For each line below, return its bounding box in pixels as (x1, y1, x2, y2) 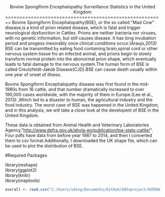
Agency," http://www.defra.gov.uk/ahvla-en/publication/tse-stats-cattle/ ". (5, 127, 153, 133)
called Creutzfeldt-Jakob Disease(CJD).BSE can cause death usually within (5, 66, 158, 72)
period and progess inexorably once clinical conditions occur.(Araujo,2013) (5, 40, 157, 46)
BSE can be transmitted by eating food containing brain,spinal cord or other (5, 46, 158, 51)
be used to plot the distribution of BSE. (5, 143, 83, 148)
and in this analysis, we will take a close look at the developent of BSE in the (5, 107, 159, 113)
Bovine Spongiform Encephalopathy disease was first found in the (5, 81, 139, 87)
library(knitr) (5, 172, 30, 178)
